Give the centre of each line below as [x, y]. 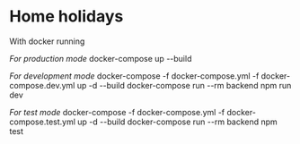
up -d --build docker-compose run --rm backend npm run [184, 85]
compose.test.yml [43, 122]
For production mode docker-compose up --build [101, 58]
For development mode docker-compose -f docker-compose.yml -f [134, 76]
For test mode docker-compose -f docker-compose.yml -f [117, 112]
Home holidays [66, 17]
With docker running [47, 41]
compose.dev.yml [42, 85]
